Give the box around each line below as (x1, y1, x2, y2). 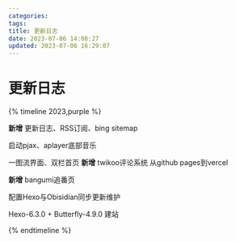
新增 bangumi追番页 (8, 175, 75, 185)
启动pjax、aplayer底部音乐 (8, 141, 97, 151)
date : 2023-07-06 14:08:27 (8, 34, 99, 43)
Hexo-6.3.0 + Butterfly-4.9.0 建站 (8, 210, 120, 219)
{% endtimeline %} (8, 226, 72, 236)
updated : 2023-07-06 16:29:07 (8, 42, 111, 50)
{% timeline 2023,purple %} (8, 107, 102, 117)
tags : (8, 19, 27, 28)
